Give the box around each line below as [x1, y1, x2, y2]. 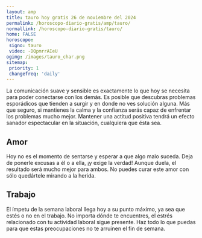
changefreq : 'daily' [8, 71, 61, 77]
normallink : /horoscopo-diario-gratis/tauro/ [6, 25, 122, 32]
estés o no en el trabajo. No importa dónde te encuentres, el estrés [6, 212, 173, 219]
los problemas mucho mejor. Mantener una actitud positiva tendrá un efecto [6, 113, 195, 120]
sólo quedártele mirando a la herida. [6, 172, 96, 179]
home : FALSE [6, 31, 36, 37]
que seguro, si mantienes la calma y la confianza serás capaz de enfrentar [6, 106, 192, 114]
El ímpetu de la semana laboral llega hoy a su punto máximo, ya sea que [6, 205, 185, 213]
